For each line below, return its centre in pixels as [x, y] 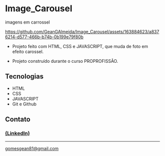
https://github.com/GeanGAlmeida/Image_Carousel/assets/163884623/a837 [82, 31]
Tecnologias [24, 77]
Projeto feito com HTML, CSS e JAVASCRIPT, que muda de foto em [80, 46]
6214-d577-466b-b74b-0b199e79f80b [44, 37]
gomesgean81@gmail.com [32, 149]
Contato [18, 119]
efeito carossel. [28, 52]
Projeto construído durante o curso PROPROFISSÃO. [65, 61]
